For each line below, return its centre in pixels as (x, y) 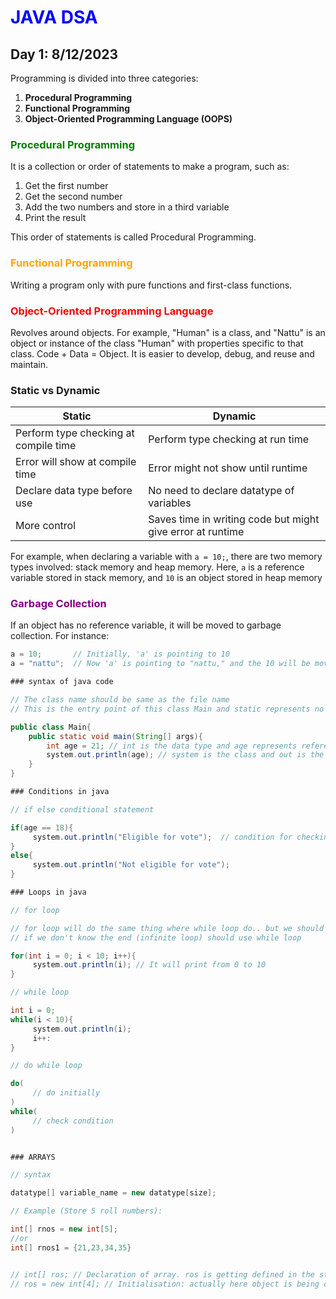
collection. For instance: (60, 636)
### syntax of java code (62, 682)
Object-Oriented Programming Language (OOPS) (128, 119)
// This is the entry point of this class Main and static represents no (167, 709)
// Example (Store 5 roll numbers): (86, 1211)
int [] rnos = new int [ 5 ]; (64, 1229)
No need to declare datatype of (221, 491)
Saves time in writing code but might (234, 519)
